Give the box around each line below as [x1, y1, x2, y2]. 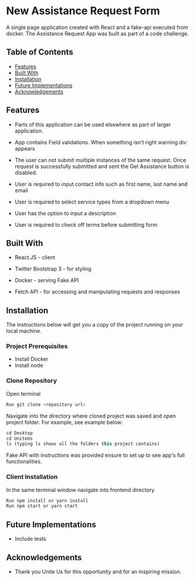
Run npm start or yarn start [6, 503, 78, 509]
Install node [14, 362, 43, 369]
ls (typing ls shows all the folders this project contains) [6, 441, 160, 447]
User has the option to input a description [14, 209, 116, 217]
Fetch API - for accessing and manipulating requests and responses [14, 288, 180, 295]
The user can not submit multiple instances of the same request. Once [14, 156, 186, 163]
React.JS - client [14, 254, 56, 261]
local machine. [6, 327, 42, 335]
